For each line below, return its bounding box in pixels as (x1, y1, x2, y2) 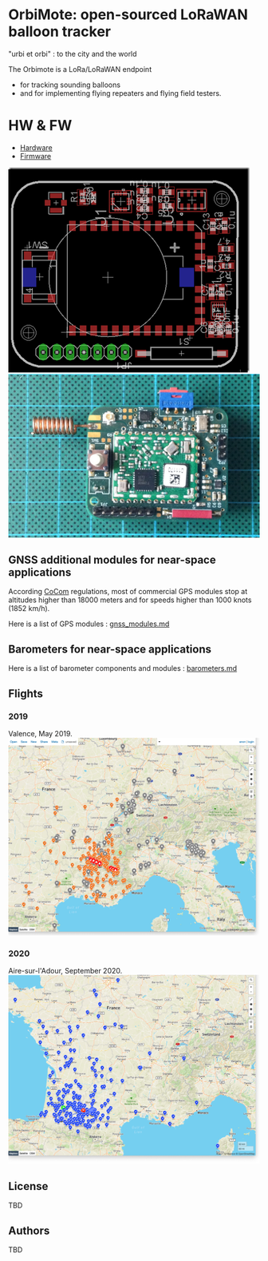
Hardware (19, 142, 53, 153)
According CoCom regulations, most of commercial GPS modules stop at (8, 587, 248, 597)
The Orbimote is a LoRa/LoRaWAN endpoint (8, 64, 152, 73)
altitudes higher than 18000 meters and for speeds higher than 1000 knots (8, 595, 252, 605)
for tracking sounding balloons (19, 80, 121, 89)
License (8, 1180, 49, 1193)
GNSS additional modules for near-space (8, 553, 217, 567)
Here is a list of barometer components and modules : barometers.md (8, 664, 238, 673)
